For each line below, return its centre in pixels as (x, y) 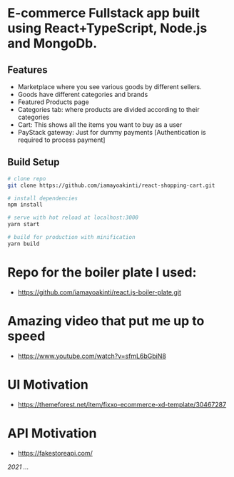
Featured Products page (53, 102)
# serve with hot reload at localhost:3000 (73, 218)
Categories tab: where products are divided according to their (108, 109)
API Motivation (52, 433)
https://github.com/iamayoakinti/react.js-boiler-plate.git (100, 292)
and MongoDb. (52, 43)
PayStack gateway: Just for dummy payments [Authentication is (112, 132)
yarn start (24, 225)
